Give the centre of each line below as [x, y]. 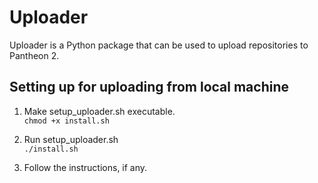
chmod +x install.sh [66, 121]
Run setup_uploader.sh [71, 139]
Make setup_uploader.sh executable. [99, 111]
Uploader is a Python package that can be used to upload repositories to [159, 45]
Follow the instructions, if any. [85, 167]
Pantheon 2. [34, 55]
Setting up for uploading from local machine [149, 87]
